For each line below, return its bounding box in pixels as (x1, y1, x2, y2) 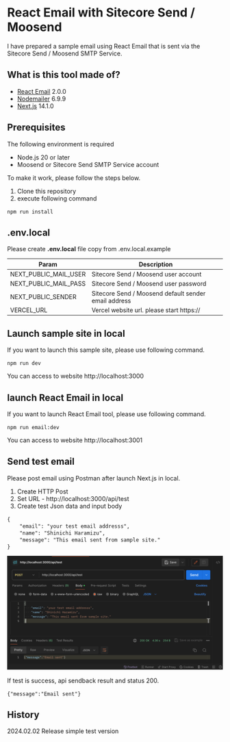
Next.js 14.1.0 (16, 101, 54, 110)
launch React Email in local (7, 392, 124, 403)
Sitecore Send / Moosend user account (91, 270, 202, 279)
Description (138, 260, 173, 268)
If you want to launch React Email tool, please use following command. (7, 410, 207, 418)
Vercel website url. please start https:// (91, 306, 201, 314)
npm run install (7, 208, 53, 215)
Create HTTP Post (16, 487, 68, 496)
